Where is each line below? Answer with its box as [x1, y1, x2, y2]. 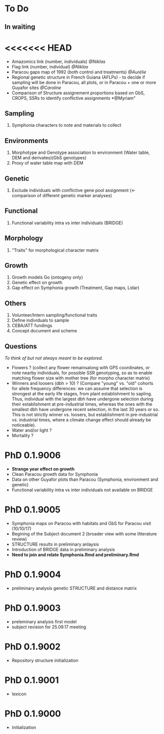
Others [4, 299, 27, 307]
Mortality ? [11, 433, 34, 439]
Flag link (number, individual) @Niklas [11, 63, 89, 69]
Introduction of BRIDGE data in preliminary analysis [11, 546, 115, 552]
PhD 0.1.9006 [4, 450, 61, 461]
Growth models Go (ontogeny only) [11, 274, 83, 280]
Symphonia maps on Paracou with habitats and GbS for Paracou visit [11, 520, 151, 526]
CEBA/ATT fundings [11, 323, 53, 328]
